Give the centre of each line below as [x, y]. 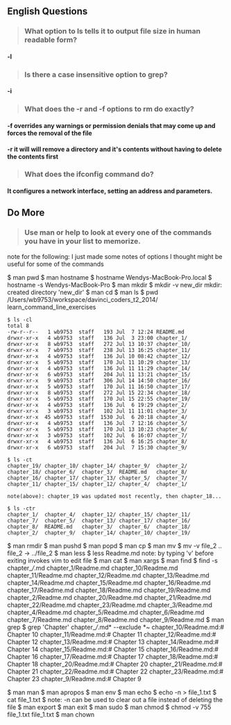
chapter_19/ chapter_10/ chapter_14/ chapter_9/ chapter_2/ [97, 465]
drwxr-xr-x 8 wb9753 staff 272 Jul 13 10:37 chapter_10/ [99, 344]
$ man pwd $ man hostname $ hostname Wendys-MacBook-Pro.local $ [110, 277]
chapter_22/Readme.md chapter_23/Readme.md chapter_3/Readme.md [110, 605]
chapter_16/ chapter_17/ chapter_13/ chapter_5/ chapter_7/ [97, 478]
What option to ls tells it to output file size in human [112, 31]
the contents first [33, 157]
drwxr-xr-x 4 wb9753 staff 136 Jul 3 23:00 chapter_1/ [97, 338]
